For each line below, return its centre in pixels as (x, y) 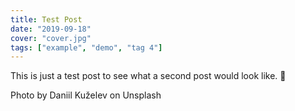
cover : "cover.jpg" (51, 38)
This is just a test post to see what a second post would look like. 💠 (148, 76)
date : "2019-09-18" (51, 29)
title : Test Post (46, 19)
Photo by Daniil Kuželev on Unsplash (86, 95)
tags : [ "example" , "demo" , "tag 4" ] (86, 47)
